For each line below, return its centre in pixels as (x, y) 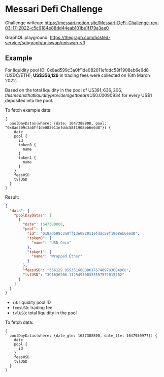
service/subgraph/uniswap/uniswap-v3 (45, 42)
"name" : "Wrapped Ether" (57, 256)
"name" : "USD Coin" (51, 243)
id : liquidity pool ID (32, 302)
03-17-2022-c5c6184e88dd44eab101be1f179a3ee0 (57, 28)
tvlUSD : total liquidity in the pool (45, 313)
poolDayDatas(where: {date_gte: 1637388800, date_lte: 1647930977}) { (83, 336)
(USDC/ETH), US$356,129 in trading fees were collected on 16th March (78, 75)
